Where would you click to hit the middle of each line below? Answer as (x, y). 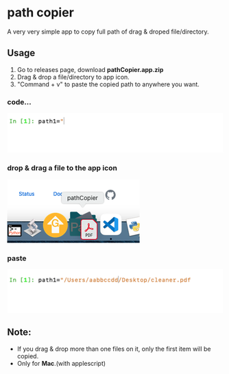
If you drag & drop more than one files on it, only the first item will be (114, 349)
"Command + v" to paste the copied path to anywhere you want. (108, 84)
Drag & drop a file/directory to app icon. (73, 77)
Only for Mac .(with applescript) (61, 363)
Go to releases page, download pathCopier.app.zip (90, 69)
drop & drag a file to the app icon (62, 168)
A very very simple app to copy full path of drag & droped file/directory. (108, 32)
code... (20, 102)
